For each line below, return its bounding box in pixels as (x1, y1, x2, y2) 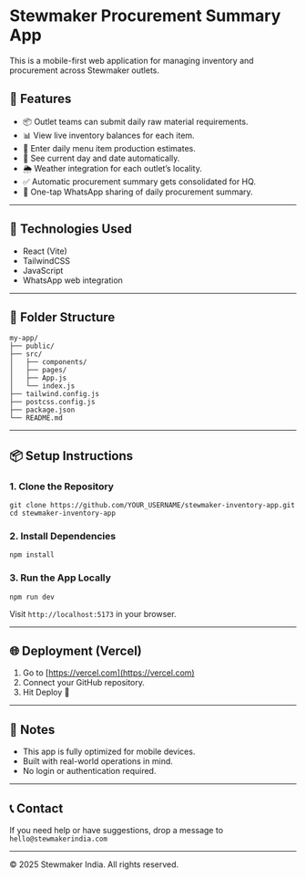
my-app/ (9, 334, 39, 343)
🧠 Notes (9, 722, 56, 738)
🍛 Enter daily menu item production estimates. (22, 142, 196, 153)
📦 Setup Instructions (9, 448, 134, 464)
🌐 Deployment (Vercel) (9, 644, 143, 659)
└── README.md (9, 413, 64, 423)
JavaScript (22, 265, 64, 276)
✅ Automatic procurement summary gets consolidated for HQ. (22, 175, 257, 187)
